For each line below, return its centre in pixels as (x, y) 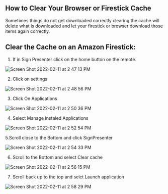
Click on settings (30, 79)
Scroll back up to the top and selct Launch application (68, 177)
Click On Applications (35, 99)
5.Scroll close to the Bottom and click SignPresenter (59, 137)
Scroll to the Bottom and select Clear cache (58, 157)
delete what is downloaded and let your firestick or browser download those (84, 26)
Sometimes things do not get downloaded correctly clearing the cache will (82, 20)
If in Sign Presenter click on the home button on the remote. (74, 59)
